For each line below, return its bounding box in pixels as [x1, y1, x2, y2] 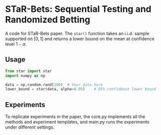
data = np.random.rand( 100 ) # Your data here [5, 82, 103, 87]
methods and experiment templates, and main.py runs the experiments [5, 119, 150, 125]
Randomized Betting [5, 14, 91, 25]
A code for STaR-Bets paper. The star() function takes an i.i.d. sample [5, 30, 150, 36]
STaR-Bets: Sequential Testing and [5, 3, 152, 15]
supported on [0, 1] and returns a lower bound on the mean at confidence [5, 36, 155, 42]
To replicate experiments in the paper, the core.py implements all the [5, 114, 145, 120]
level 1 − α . [5, 41, 27, 47]
